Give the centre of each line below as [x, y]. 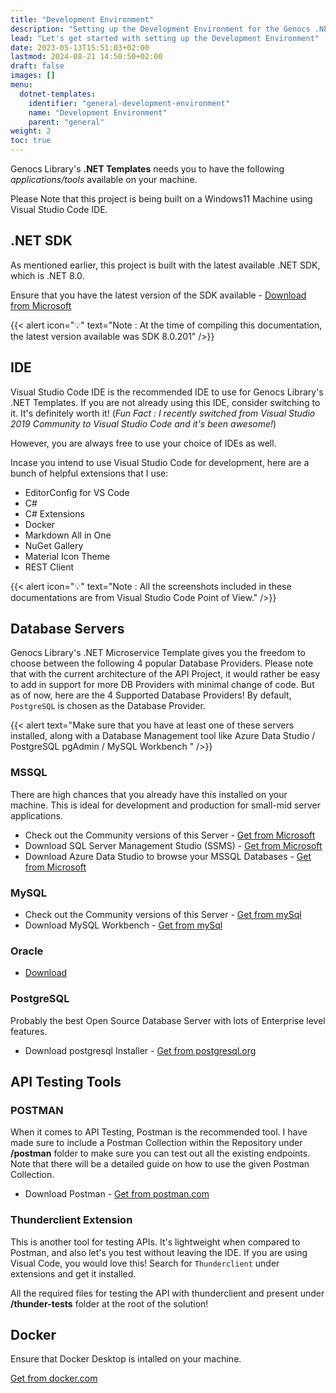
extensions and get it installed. [73, 1273]
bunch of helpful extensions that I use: [89, 473]
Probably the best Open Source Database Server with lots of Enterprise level [168, 1020]
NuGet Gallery [54, 545]
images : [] [33, 76]
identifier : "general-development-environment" [129, 103]
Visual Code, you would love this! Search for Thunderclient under [145, 1263]
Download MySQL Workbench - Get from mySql [123, 925]
